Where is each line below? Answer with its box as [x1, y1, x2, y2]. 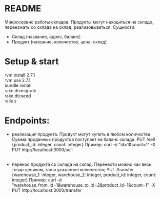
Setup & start [4, 56, 59, 67]
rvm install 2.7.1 [4, 72, 35, 78]
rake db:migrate [4, 87, 37, 93]
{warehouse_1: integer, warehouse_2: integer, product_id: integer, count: [11, 172, 157, 178]
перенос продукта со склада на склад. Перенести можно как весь [11, 161, 152, 167]
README [4, 3, 41, 14]
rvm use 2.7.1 [4, 77, 31, 83]
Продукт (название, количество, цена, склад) [11, 39, 107, 44]
